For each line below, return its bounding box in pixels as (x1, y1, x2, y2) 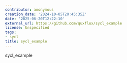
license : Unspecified (5, 25, 50, 30)
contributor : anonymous (5, 7, 54, 12)
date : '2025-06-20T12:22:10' (5, 16, 65, 21)
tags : (5, 30, 16, 35)
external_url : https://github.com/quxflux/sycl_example (5, 21, 122, 26)
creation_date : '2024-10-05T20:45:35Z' (5, 12, 87, 17)
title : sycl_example (5, 39, 48, 44)
